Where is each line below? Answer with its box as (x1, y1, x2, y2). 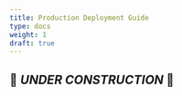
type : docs (9, 22, 51, 31)
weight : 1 (9, 30, 48, 39)
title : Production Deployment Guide (9, 13, 149, 23)
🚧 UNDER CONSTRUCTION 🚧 (9, 72, 175, 87)
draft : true (9, 38, 55, 48)
